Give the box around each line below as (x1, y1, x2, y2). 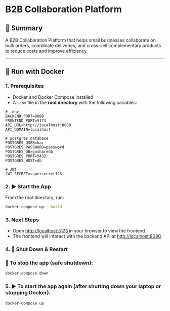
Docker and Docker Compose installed (12, 94, 94, 100)
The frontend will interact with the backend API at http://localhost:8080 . (12, 233, 162, 239)
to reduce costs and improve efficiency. (5, 48, 88, 54)
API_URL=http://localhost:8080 (5, 123, 71, 128)
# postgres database (5, 136, 49, 141)
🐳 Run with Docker (5, 67, 65, 76)
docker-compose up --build (5, 204, 62, 209)
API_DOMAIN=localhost (5, 127, 51, 132)
